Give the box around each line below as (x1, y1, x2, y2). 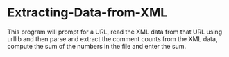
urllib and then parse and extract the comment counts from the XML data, (7, 34, 218, 43)
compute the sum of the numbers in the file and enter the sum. (7, 42, 186, 50)
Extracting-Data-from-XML (7, 5, 168, 21)
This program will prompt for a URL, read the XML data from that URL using (7, 27, 223, 36)
